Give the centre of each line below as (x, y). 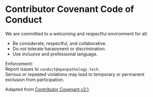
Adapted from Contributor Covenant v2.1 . (48, 89)
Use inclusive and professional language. (55, 54)
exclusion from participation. (35, 79)
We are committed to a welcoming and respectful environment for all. (76, 33)
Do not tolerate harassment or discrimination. (59, 48)
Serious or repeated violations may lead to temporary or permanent (75, 74)
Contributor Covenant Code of (70, 9)
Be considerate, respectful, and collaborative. (59, 43)
